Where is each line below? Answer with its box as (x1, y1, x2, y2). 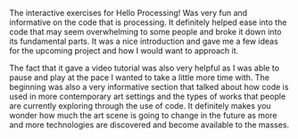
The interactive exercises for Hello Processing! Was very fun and (9, 8, 248, 18)
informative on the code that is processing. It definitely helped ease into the (9, 17, 287, 28)
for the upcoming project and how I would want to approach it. (9, 45, 239, 56)
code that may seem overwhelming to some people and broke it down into (9, 27, 282, 37)
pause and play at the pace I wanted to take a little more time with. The (9, 72, 270, 83)
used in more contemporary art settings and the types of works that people (9, 91, 286, 102)
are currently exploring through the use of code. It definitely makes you (9, 101, 271, 110)
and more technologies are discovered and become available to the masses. (9, 119, 290, 130)
